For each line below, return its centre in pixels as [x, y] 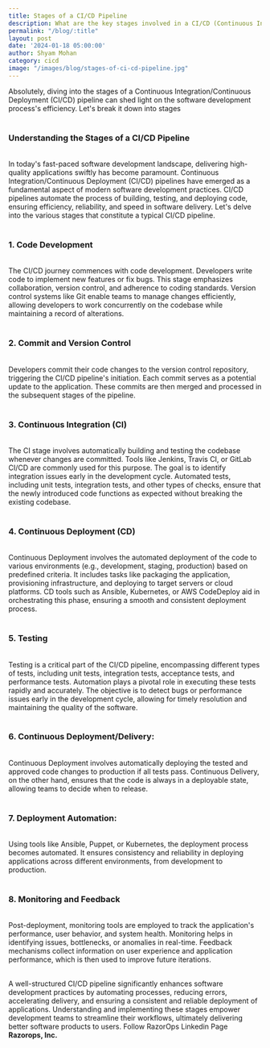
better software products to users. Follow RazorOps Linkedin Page [118, 1027]
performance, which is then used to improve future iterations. [110, 959]
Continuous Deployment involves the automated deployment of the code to [133, 558]
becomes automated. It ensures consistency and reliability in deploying [126, 853]
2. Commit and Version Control [70, 343]
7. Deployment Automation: [63, 817]
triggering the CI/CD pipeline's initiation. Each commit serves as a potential [132, 378]
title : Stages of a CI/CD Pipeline [68, 16]
